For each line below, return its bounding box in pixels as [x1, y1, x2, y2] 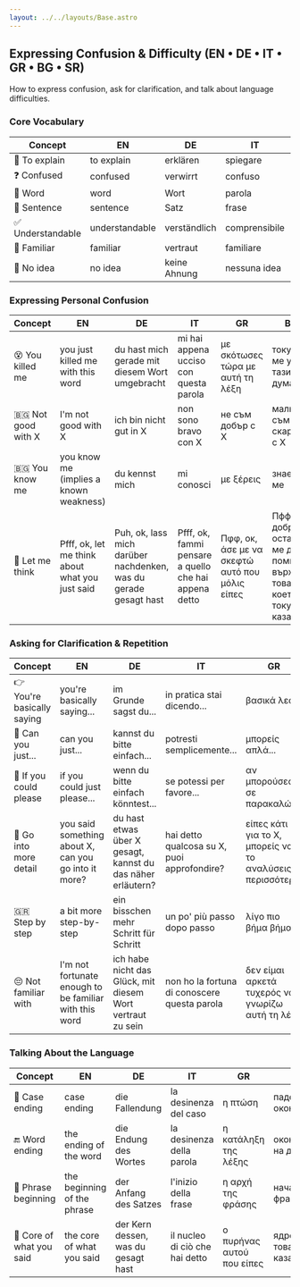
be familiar [59, 992, 104, 1005]
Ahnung [164, 267, 198, 280]
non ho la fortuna [164, 975, 237, 988]
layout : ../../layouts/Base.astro [9, 13, 138, 22]
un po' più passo [164, 911, 235, 923]
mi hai [177, 332, 204, 345]
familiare [224, 241, 262, 254]
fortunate [59, 970, 99, 982]
